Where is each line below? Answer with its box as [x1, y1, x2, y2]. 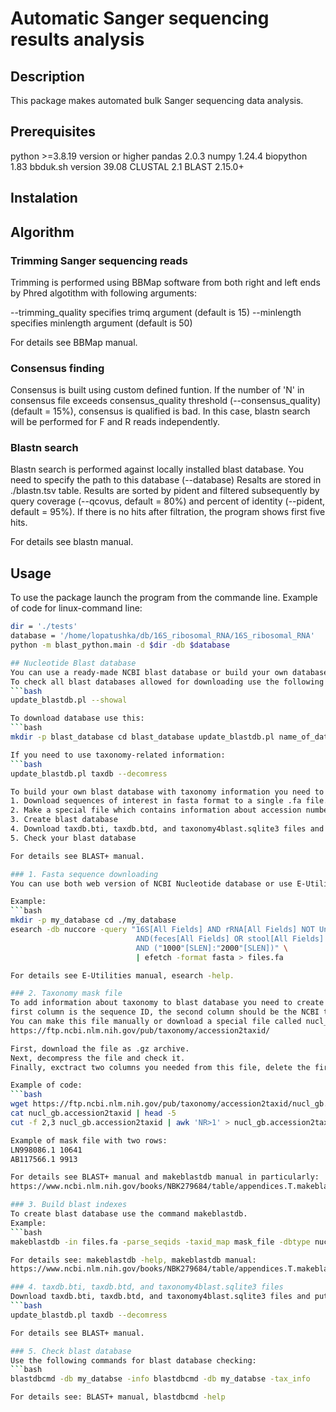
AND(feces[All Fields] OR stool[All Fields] [135, 933, 325, 944]
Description [10, 68, 85, 85]
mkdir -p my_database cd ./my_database [10, 915, 177, 926]
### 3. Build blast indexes [10, 1200, 128, 1210]
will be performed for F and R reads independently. [10, 416, 221, 428]
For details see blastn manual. [10, 536, 134, 548]
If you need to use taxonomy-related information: [10, 750, 226, 760]
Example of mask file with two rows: [10, 1135, 168, 1146]
